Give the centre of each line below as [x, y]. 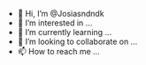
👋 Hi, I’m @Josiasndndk [61, 14]
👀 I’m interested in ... [55, 23]
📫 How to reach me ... [58, 51]
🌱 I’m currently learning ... [65, 32]
